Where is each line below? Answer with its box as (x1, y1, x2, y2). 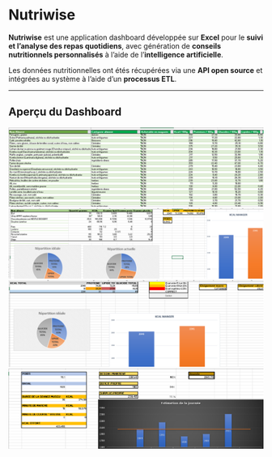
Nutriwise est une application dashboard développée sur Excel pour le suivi (8, 32, 264, 42)
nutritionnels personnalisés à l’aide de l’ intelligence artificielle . (8, 49, 224, 59)
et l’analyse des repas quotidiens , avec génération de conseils (8, 41, 221, 50)
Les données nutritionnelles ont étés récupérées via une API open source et (8, 65, 263, 75)
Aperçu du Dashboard (8, 105, 122, 119)
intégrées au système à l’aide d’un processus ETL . (8, 74, 177, 83)
